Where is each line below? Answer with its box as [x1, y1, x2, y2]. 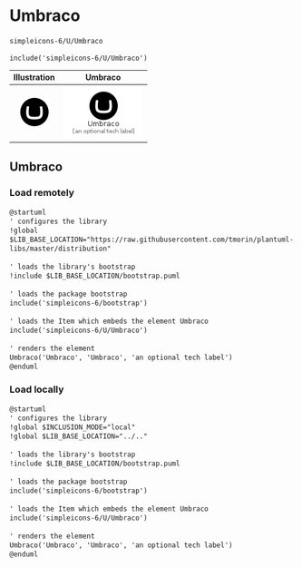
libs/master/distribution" [9, 244, 112, 253]
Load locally [9, 383, 64, 396]
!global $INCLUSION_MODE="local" [9, 423, 136, 432]
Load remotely [9, 186, 75, 199]
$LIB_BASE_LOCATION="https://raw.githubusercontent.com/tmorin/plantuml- [9, 235, 295, 244]
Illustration [13, 72, 56, 83]
